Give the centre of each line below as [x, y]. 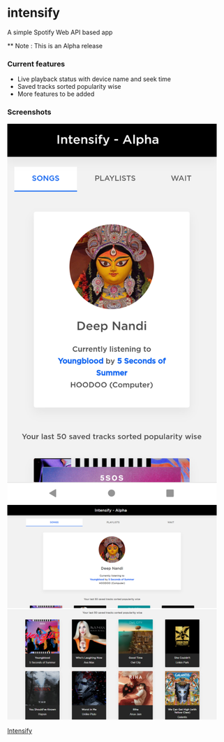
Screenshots [29, 112]
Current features [36, 64]
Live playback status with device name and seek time [94, 79]
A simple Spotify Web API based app [60, 32]
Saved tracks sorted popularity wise [69, 87]
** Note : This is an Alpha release [55, 45]
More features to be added [56, 94]
